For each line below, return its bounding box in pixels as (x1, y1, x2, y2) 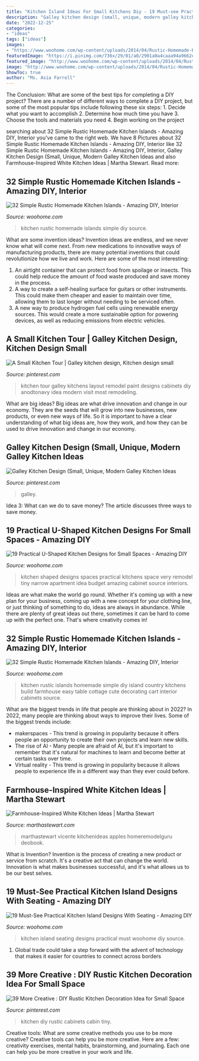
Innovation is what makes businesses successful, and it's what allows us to (6, 863, 190, 870)
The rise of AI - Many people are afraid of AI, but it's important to (14, 742, 174, 749)
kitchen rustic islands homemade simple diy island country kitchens (20, 682, 187, 689)
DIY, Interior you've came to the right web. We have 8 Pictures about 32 (6, 134, 182, 141)
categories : (6, 25, 36, 31)
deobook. (20, 839, 44, 846)
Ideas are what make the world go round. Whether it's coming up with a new (6, 591, 192, 598)
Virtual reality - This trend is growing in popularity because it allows (14, 761, 180, 768)
